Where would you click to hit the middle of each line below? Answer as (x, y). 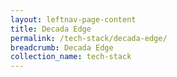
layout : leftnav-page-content (73, 19)
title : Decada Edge (51, 29)
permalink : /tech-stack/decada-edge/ (89, 38)
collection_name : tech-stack (71, 57)
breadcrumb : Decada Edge (62, 47)
